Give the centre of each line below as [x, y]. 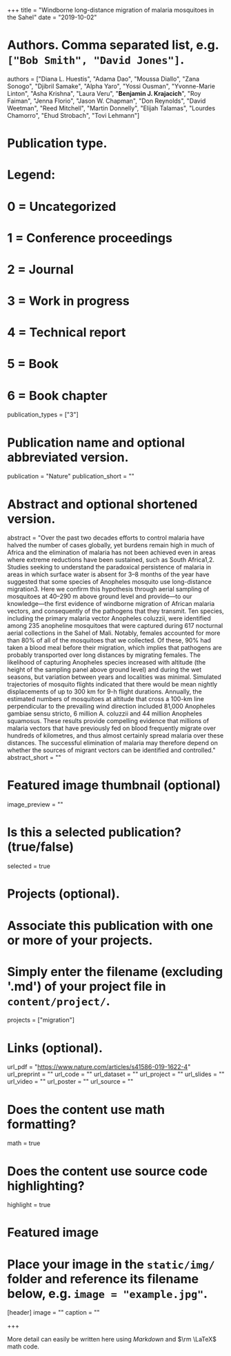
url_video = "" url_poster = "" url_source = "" [70, 1082]
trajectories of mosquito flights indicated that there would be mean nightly [112, 685]
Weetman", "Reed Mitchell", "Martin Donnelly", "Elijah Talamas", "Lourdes [111, 108]
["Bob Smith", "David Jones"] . [96, 60]
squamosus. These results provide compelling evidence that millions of [108, 721]
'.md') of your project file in [87, 986]
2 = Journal [40, 269]
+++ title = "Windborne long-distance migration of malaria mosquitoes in [111, 10]
